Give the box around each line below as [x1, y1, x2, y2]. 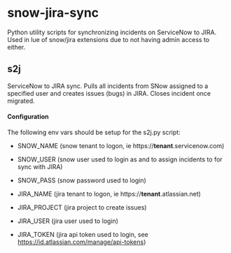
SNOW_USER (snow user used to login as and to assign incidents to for [17, 155, 223, 164]
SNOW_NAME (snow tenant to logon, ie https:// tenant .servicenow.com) [17, 141, 225, 150]
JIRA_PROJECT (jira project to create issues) [17, 203, 147, 211]
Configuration [7, 113, 49, 121]
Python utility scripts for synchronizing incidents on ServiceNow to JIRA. [7, 28, 217, 36]
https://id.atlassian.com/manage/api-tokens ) [17, 238, 146, 246]
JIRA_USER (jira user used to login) [17, 217, 119, 225]
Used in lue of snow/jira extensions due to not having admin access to [7, 35, 210, 43]
